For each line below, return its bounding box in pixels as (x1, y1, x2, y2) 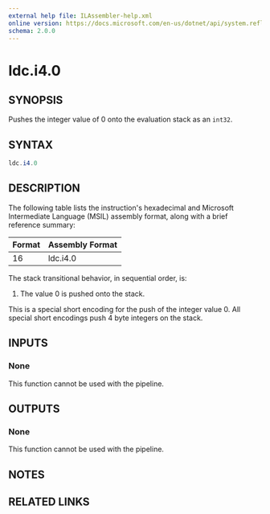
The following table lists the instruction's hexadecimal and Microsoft (8, 203, 235, 212)
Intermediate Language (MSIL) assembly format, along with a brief (8, 211, 228, 221)
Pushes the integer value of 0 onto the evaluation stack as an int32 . (8, 114, 233, 125)
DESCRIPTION (8, 182, 80, 195)
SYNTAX (8, 138, 54, 151)
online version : (8, 19, 63, 27)
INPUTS (8, 336, 48, 350)
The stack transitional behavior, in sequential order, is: (8, 273, 187, 282)
